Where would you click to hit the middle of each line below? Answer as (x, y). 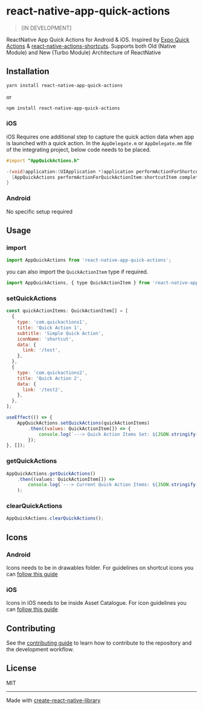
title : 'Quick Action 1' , (50, 328)
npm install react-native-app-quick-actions (63, 108)
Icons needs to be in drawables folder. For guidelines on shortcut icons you (100, 567)
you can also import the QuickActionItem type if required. (77, 272)
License (21, 669)
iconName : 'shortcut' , (46, 339)
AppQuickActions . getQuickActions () (51, 474)
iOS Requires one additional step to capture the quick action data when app (100, 137)
